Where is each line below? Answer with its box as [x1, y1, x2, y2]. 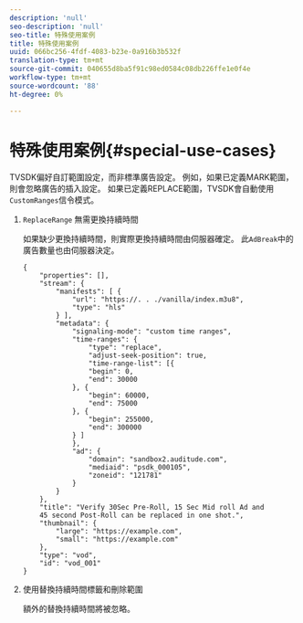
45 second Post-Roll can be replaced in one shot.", [39, 511, 245, 521]
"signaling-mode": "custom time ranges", [71, 327, 232, 336]
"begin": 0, [88, 367, 134, 376]
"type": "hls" [71, 303, 126, 312]
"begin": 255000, [88, 415, 154, 425]
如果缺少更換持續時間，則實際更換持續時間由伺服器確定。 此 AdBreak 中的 [22, 234, 294, 245]
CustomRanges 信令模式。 [9, 195, 99, 206]
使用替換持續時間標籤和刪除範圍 [22, 584, 143, 595]
